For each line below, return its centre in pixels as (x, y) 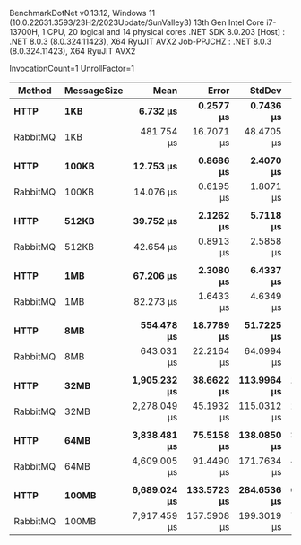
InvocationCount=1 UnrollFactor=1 (72, 68)
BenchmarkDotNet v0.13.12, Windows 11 (82, 13)
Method (34, 91)
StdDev (266, 91)
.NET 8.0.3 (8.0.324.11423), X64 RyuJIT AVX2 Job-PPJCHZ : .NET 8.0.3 (141, 41)
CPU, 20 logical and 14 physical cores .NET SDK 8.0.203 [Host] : (166, 32)
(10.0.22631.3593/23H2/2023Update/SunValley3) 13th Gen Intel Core (137, 22)
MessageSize (94, 91)
